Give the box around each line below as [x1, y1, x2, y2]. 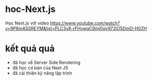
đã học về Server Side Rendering [12, 59, 81, 65]
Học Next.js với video [5, 20, 49, 26]
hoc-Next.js [5, 3, 56, 15]
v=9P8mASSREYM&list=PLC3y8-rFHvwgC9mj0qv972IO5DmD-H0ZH [5, 25, 147, 31]
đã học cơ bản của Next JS [12, 64, 68, 70]
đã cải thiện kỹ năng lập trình [12, 70, 72, 76]
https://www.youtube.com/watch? [49, 20, 120, 26]
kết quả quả [5, 43, 55, 54]
